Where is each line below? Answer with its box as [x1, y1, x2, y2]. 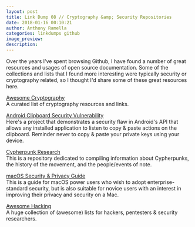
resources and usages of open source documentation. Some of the [6, 64, 169, 71]
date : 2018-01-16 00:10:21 [6, 19, 72, 25]
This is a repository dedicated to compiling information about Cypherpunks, [6, 154, 189, 162]
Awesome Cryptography [6, 94, 65, 101]
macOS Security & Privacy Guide [6, 172, 86, 179]
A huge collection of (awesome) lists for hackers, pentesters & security [6, 209, 178, 216]
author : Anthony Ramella [6, 25, 67, 31]
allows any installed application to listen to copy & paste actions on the [6, 124, 177, 131]
